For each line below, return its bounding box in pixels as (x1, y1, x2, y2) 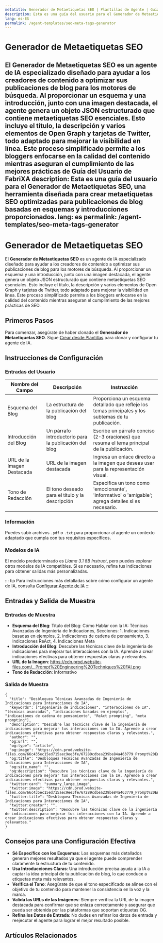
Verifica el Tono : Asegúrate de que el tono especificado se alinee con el (12, 881, 157, 887)
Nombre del (10, 381, 39, 388)
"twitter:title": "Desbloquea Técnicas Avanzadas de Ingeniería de (9, 794, 149, 799)
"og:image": (9, 747, 34, 752)
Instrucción (111, 384, 138, 391)
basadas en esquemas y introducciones (5, 205, 129, 213)
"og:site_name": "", (9, 764, 51, 769)
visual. (93, 472, 108, 479)
